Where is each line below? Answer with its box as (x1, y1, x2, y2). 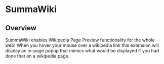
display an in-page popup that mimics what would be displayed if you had (5, 48, 159, 53)
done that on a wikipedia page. (5, 53, 70, 59)
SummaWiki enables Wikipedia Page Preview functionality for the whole (5, 37, 155, 43)
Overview (5, 24, 37, 32)
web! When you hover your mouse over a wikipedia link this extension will (5, 42, 159, 48)
